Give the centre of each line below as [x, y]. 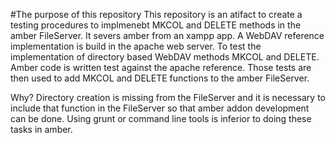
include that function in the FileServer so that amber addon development [160, 108]
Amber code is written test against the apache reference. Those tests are [161, 67]
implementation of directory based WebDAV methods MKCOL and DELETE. [165, 57]
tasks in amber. [41, 129]
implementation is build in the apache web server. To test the [136, 46]
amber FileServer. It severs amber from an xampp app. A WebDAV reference [167, 35]
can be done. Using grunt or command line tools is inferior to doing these [161, 118]
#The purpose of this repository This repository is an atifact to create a [156, 14]
